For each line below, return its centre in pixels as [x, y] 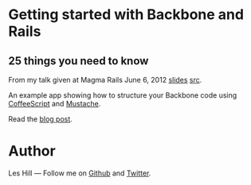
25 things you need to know [78, 61]
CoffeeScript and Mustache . [55, 104]
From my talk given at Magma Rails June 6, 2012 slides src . [105, 80]
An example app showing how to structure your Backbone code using [123, 95]
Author [32, 151]
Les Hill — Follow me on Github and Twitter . [80, 173]
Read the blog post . [41, 119]
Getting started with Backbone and [126, 15]
